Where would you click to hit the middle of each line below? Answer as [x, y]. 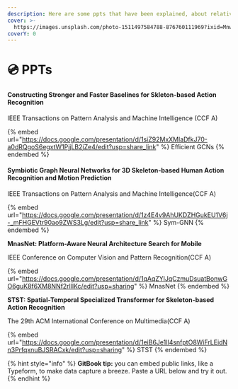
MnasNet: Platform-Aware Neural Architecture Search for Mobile [104, 243]
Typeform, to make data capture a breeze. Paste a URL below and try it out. [117, 371]
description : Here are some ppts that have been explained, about [107, 14]
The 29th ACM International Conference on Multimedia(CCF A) [99, 321]
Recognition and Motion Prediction [59, 178]
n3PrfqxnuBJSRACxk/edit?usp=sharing [65, 349]
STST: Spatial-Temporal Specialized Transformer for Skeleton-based [111, 300]
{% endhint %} [29, 378]
